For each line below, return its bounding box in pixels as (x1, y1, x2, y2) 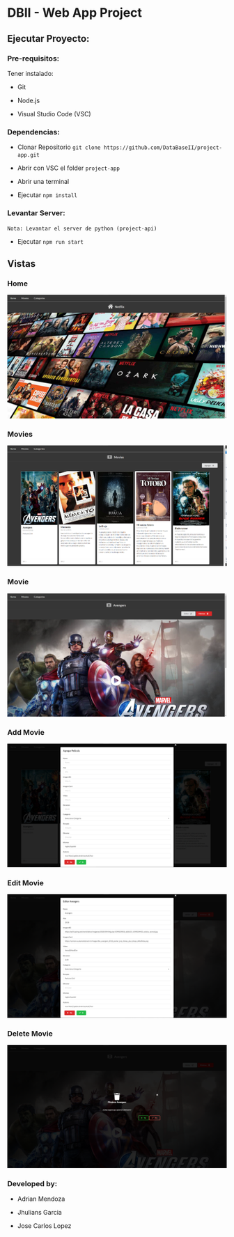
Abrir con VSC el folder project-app (17, 164, 120, 172)
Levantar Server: (7, 208, 65, 218)
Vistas (7, 258, 36, 270)
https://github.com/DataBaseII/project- (103, 144, 223, 151)
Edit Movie (7, 878, 44, 887)
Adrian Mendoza (17, 1195, 65, 1203)
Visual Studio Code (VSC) (17, 109, 92, 118)
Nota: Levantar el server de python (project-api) (7, 225, 157, 233)
